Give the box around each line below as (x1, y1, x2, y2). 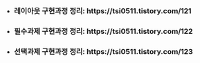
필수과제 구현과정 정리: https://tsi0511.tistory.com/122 (13, 26, 193, 36)
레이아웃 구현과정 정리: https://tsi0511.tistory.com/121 (13, 6, 192, 15)
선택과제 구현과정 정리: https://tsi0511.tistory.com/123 (13, 46, 194, 56)
